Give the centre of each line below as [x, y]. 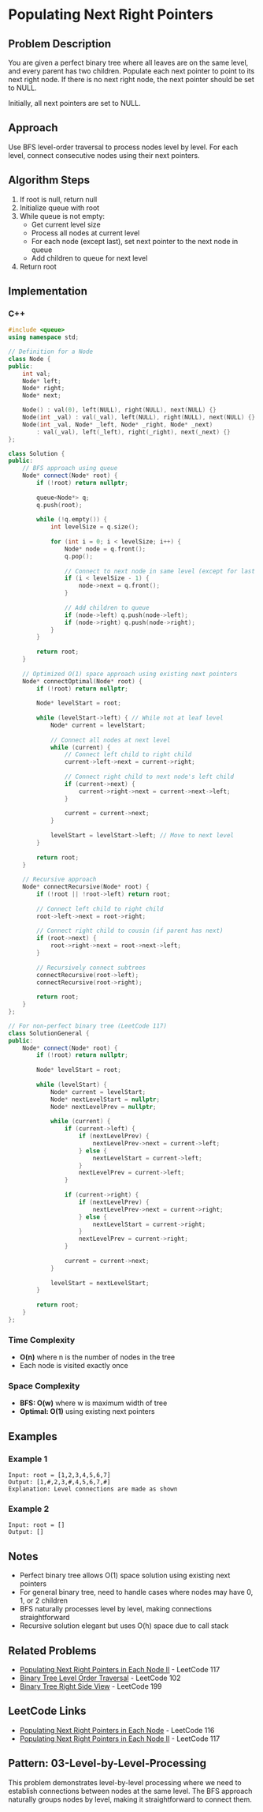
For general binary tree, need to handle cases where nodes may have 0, [136, 1592]
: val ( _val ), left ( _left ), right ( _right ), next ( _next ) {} [133, 432]
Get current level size [66, 224]
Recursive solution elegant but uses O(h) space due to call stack [124, 1626]
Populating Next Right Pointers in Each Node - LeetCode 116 [117, 1730]
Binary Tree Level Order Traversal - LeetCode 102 [100, 1678]
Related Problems [52, 1650]
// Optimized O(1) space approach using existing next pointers [130, 674]
